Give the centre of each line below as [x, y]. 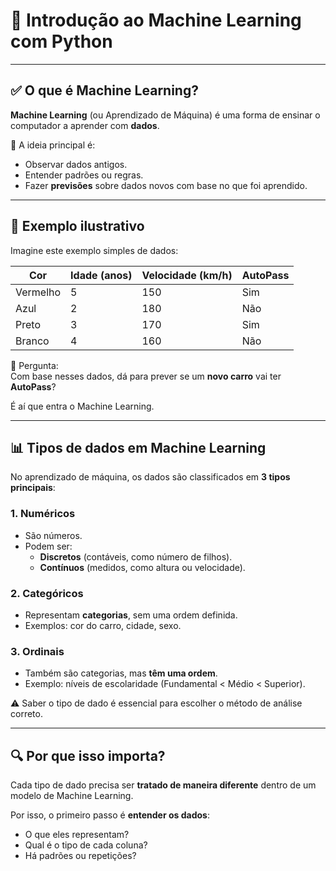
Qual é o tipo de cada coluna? [86, 845]
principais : [33, 488]
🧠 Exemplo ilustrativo [77, 226]
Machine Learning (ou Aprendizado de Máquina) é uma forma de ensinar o [165, 115]
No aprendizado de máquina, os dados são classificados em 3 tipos [150, 477]
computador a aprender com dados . [85, 125]
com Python [61, 41]
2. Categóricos [47, 593]
